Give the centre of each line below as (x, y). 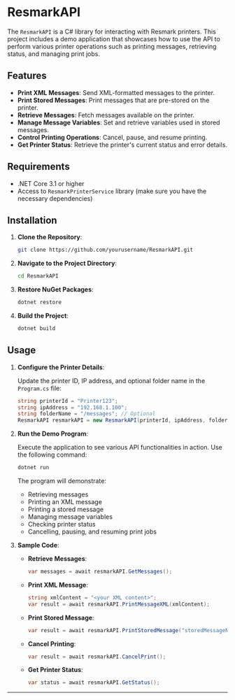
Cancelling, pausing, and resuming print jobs (92, 531)
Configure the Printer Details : (61, 367)
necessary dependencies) (55, 198)
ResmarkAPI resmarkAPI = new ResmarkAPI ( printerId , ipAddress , (112, 420)
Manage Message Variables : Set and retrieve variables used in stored (119, 122)
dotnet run (33, 468)
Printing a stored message (65, 509)
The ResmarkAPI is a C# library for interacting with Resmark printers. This (112, 31)
